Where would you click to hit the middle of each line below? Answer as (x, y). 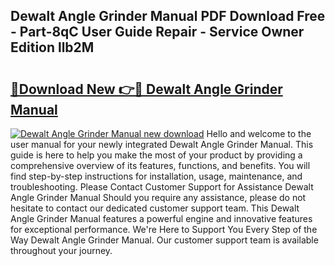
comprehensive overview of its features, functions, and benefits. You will (160, 165)
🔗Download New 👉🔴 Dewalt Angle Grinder (146, 89)
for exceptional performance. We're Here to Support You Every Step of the (164, 229)
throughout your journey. (61, 250)
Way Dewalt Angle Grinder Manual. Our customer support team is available (164, 240)
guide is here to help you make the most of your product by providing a (156, 155)
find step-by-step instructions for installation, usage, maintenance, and (156, 176)
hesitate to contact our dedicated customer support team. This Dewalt (155, 208)
